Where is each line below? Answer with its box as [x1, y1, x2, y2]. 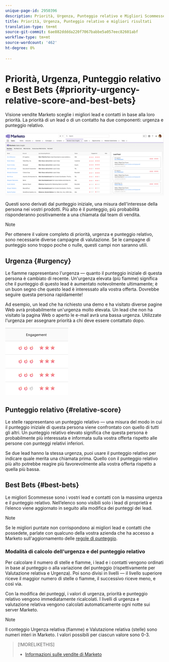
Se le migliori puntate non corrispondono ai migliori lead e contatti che [5, 525, 151, 531]
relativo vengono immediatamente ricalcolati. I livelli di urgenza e [5, 596, 139, 602]
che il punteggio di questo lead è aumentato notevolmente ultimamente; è [5, 281, 158, 287]
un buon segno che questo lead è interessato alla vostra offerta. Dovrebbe [5, 286, 159, 293]
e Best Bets [5, 84, 54, 96]
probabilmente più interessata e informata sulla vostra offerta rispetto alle [5, 435, 157, 441]
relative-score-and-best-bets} [5, 94, 136, 106]
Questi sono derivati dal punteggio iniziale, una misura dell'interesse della [5, 201, 158, 207]
